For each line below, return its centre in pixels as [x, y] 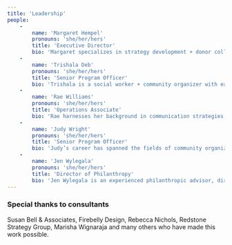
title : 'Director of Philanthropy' [83, 174]
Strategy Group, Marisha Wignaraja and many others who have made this [112, 227]
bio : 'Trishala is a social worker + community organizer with [125, 84]
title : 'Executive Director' [74, 46]
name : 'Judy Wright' [61, 129]
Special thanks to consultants [58, 204]
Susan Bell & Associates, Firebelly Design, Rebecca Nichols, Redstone [107, 219]
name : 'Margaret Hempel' [68, 33]
